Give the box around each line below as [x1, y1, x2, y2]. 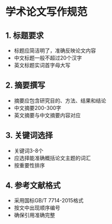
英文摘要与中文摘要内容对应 [13, 112, 81, 119]
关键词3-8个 [13, 147, 44, 154]
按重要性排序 [13, 161, 45, 168]
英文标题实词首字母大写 [13, 62, 71, 68]
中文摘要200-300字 [13, 104, 62, 111]
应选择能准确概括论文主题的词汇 [13, 154, 91, 161]
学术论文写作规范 [5, 5, 88, 19]
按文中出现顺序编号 [13, 204, 61, 211]
